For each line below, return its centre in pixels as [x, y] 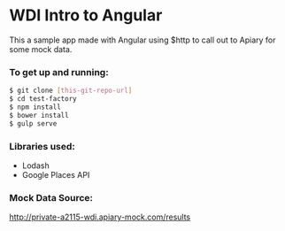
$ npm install [35, 107]
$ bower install [39, 115]
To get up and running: [59, 72]
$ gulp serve [33, 123]
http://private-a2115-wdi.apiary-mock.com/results [100, 217]
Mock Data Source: [51, 197]
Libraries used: [42, 146]
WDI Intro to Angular [86, 15]
